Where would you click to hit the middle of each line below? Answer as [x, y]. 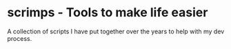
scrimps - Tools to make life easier [108, 13]
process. [20, 38]
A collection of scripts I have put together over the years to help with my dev [116, 31]
